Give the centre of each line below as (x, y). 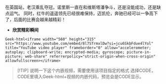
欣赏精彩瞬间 (25, 30)
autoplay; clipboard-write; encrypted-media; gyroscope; (65, 52)
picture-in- (139, 52)
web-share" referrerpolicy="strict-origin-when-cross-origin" (90, 56)
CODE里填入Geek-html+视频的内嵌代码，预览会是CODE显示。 (81, 77)
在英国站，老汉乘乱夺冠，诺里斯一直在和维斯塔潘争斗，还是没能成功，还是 (81, 7)
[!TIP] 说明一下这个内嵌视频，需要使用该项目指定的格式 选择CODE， (86, 70)
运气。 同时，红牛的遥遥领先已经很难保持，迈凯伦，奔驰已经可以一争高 (81, 13)
